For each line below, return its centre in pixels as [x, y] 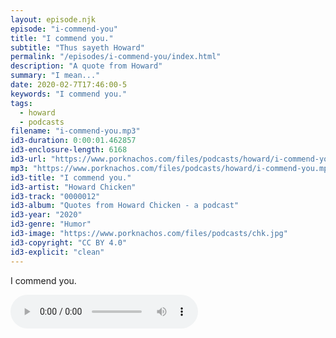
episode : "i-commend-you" [64, 29]
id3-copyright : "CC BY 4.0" [69, 242]
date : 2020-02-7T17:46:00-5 [69, 85]
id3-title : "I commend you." [71, 177]
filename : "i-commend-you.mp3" [75, 131]
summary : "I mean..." [55, 76]
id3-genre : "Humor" [51, 224]
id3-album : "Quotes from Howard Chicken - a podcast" [125, 206]
